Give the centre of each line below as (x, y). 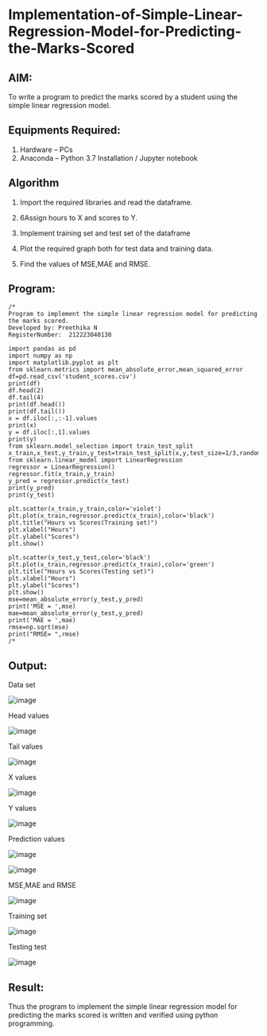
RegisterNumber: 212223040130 (60, 335)
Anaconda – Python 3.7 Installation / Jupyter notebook (108, 158)
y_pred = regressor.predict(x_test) (69, 481)
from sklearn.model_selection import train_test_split (101, 446)
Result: (26, 987)
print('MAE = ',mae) (43, 621)
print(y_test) (32, 495)
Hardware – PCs (46, 150)
